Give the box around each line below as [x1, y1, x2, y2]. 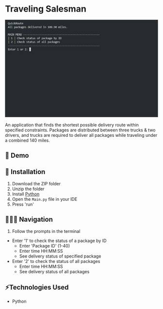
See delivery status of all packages [19, 268, 90, 275]
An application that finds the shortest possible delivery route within [5, 122, 139, 128]
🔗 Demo [5, 151, 29, 160]
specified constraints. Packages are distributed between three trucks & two [5, 127, 156, 133]
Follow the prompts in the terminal [12, 228, 81, 234]
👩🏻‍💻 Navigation [5, 215, 53, 224]
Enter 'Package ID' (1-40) [19, 243, 70, 248]
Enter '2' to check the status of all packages [12, 258, 100, 264]
